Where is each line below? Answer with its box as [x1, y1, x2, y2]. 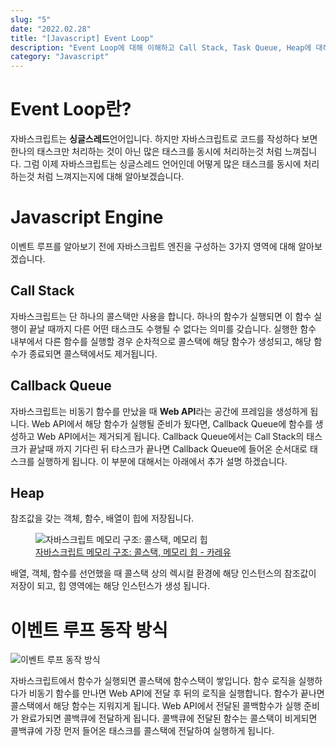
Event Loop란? [10, 98, 132, 121]
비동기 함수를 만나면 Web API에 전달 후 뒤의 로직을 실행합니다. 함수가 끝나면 [28, 687, 325, 700]
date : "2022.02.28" [10, 24, 92, 34]
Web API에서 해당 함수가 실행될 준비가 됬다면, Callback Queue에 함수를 [31, 417, 313, 430]
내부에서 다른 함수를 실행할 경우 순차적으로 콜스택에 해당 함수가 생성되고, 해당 [10, 335, 312, 347]
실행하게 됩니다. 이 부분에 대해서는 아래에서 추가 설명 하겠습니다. [36, 455, 288, 467]
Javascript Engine [10, 206, 164, 229]
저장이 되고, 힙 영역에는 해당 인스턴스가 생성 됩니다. [10, 580, 210, 592]
